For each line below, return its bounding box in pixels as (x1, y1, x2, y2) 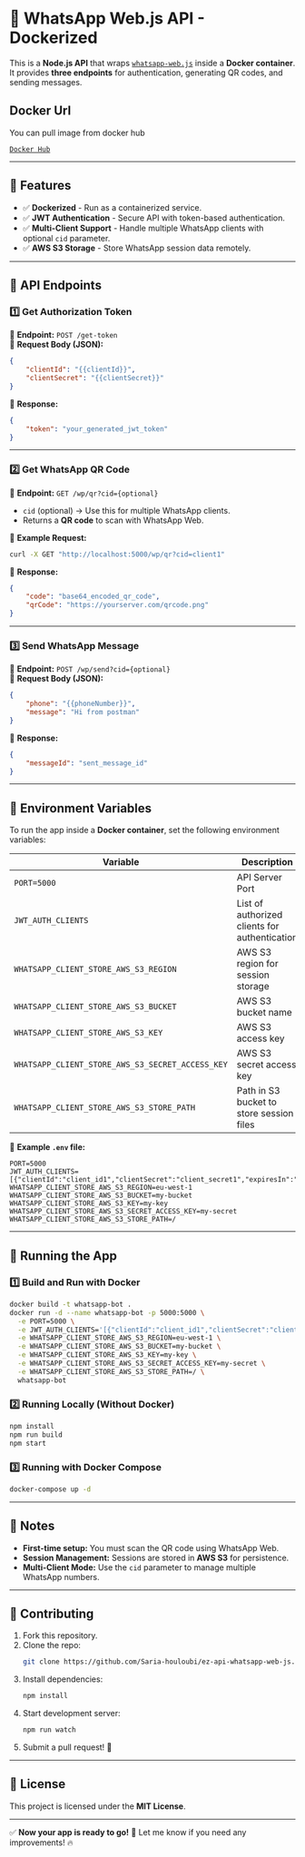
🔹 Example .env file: (9, 1142, 86, 1153)
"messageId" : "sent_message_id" (25, 758, 148, 768)
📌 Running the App (9, 1248, 118, 1263)
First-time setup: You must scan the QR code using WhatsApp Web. (22, 1542, 280, 1553)
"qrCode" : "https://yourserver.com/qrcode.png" (25, 601, 209, 610)
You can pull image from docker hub (9, 127, 145, 138)
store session (236, 1107, 294, 1120)
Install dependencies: (22, 1674, 103, 1685)
